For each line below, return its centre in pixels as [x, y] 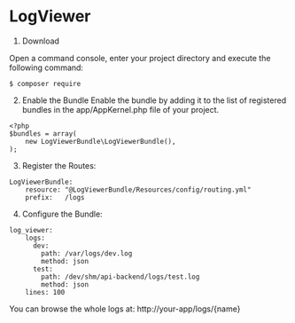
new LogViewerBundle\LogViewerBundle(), [101, 141]
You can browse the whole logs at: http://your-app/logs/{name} [125, 309]
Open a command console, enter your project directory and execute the [140, 58]
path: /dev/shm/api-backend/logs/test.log [120, 277]
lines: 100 [45, 292]
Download [41, 41]
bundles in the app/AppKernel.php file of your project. [120, 109]
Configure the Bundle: [62, 214]
